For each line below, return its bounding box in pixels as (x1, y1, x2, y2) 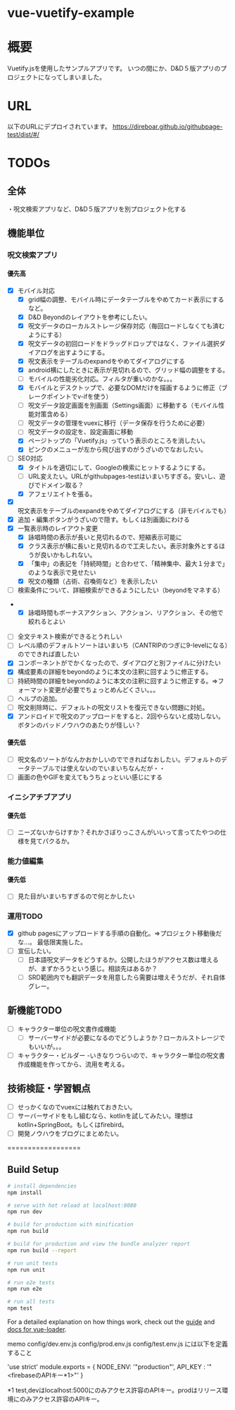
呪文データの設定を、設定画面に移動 (27, 428, 134, 436)
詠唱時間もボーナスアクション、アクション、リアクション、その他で (27, 608, 224, 617)
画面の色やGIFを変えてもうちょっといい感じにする (17, 773, 163, 781)
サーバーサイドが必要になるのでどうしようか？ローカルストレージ (27, 1033, 220, 1042)
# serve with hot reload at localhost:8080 (7, 1202, 137, 1209)
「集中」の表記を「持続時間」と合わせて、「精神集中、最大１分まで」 (27, 560, 229, 568)
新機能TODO (7, 1004, 62, 1017)
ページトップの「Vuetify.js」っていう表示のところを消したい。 (27, 436, 209, 445)
